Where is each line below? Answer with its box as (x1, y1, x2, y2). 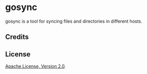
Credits (5, 33, 29, 41)
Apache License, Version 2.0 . (5, 63, 66, 69)
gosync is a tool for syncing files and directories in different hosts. (5, 18, 142, 24)
